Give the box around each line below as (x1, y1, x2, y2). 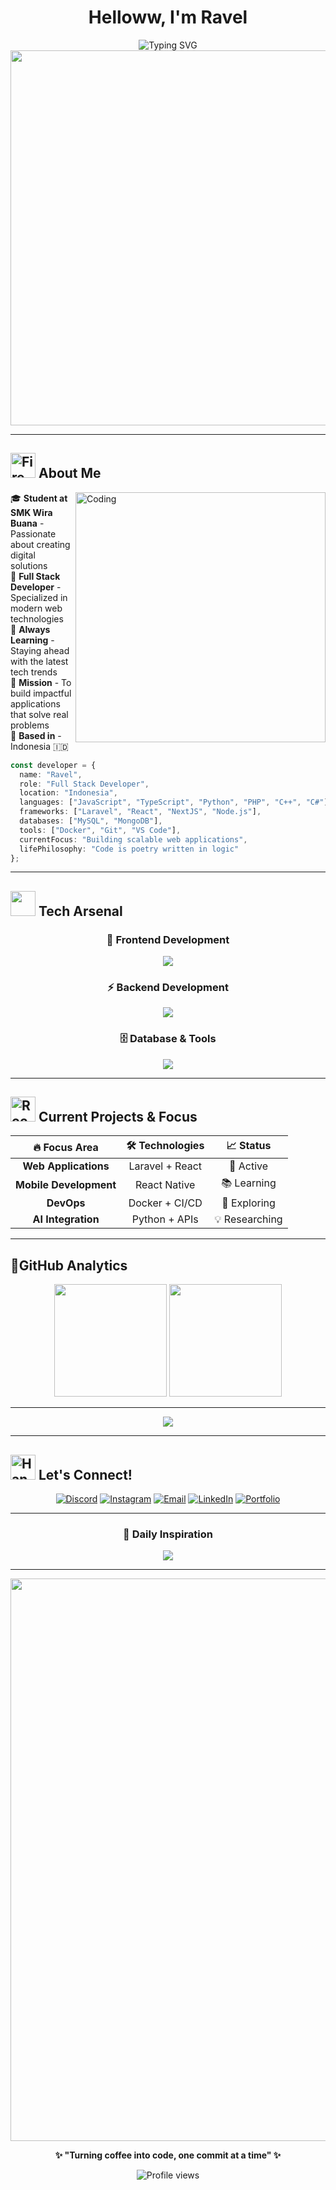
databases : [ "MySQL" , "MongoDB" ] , (19, 816, 163, 826)
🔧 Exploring (221, 1196, 276, 1210)
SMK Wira (10, 506, 53, 518)
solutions (10, 559, 48, 571)
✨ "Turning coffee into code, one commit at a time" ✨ (54, 2149, 282, 2161)
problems (10, 719, 50, 731)
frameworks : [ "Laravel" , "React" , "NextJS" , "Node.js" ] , (19, 807, 262, 817)
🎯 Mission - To (10, 676, 72, 688)
